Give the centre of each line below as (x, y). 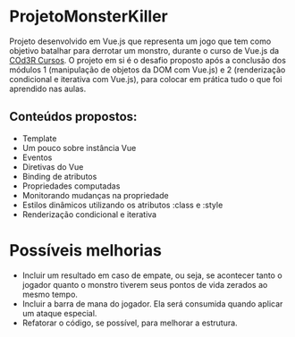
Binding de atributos (59, 176)
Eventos (37, 157)
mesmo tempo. (50, 294)
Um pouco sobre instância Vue (79, 147)
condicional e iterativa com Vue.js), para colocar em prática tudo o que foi (146, 79)
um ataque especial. (59, 313)
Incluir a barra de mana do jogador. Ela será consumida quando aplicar (152, 303)
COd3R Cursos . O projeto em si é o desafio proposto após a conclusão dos (147, 60)
